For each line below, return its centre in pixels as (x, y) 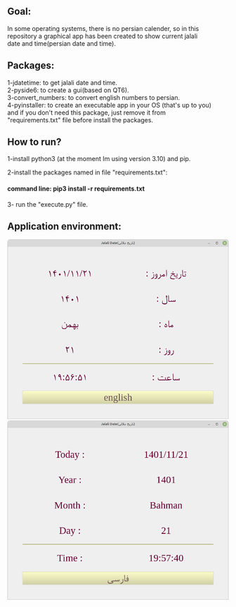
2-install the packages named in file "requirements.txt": (87, 172)
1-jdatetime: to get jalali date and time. (63, 82)
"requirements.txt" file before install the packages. (80, 120)
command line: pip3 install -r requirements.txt (76, 189)
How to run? (34, 142)
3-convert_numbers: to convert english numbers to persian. (94, 97)
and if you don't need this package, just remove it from (87, 113)
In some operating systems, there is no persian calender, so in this (103, 28)
